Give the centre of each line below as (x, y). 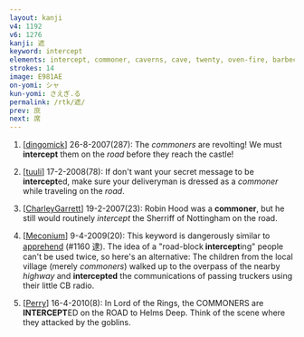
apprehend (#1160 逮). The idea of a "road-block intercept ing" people (152, 246)
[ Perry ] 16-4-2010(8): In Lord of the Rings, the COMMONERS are (143, 303)
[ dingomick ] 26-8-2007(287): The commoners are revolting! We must (152, 145)
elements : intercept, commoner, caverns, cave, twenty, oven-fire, (139, 60)
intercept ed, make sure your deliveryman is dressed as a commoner (150, 181)
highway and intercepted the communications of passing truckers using (157, 276)
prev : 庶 (25, 111)
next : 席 (25, 119)
